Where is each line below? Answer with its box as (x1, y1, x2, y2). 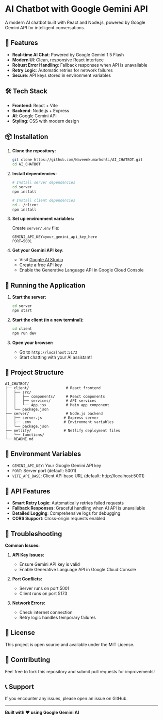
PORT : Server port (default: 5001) (12, 468, 77, 474)
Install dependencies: (12, 171, 57, 177)
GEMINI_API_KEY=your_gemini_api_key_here (12, 234, 97, 239)
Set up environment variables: (12, 216, 75, 222)
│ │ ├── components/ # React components (5, 394, 105, 399)
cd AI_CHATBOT (12, 162, 41, 167)
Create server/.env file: (12, 225, 60, 231)
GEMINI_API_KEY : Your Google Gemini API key (12, 463, 101, 468)
